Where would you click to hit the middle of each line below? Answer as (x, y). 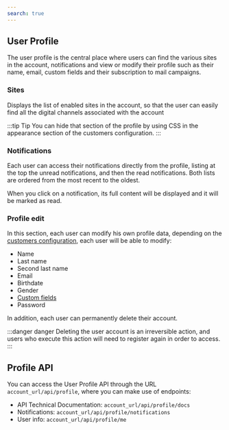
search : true (26, 13)
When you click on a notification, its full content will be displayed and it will (113, 193)
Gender (28, 290)
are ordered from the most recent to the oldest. (74, 180)
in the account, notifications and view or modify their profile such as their (110, 65)
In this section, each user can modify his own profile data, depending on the (114, 233)
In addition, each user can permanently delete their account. (93, 318)
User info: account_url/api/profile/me (72, 420)
